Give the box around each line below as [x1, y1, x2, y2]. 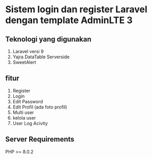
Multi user [12, 109, 34, 116]
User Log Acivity [12, 120, 48, 126]
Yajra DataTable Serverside [12, 54, 70, 60]
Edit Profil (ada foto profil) [12, 104, 67, 110]
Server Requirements [5, 135, 75, 144]
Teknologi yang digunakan [5, 35, 92, 43]
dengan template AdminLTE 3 [5, 14, 133, 26]
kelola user [12, 115, 36, 121]
